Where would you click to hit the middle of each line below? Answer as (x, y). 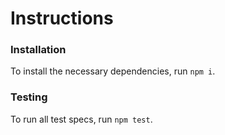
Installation (38, 50)
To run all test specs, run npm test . (81, 119)
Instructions (62, 18)
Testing (29, 97)
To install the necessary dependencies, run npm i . (113, 71)
